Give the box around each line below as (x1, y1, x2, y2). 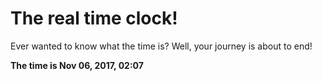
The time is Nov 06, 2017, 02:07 (10, 59, 144, 71)
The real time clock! (10, 7, 178, 30)
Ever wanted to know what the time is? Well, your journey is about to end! (10, 40, 313, 52)
